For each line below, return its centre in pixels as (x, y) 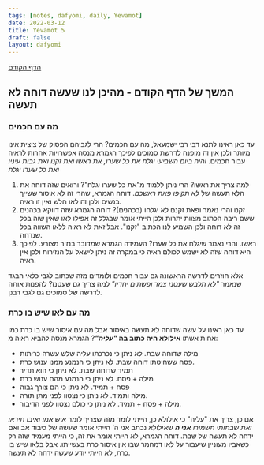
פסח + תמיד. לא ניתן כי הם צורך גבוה (74, 387)
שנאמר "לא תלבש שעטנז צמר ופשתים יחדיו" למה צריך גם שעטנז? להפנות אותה (125, 283)
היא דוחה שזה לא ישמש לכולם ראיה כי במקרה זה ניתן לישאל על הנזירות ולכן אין (135, 251)
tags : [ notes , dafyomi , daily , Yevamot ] (76, 15)
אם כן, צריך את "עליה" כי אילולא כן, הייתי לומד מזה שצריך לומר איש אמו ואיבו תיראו (131, 419)
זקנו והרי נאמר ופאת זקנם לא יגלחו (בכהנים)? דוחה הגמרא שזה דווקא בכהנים (132, 209)
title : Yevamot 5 (37, 30)
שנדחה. (31, 234)
